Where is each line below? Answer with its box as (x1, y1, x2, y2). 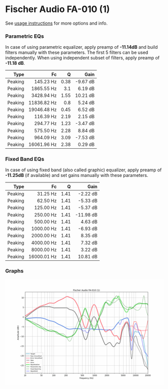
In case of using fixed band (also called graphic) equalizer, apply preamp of (5, 167, 162, 173)
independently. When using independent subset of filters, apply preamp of (5, 55, 160, 61)
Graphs (5, 267, 24, 274)
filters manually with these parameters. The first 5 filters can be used (5, 49, 148, 56)
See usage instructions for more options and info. (5, 20, 108, 26)
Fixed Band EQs (5, 155, 44, 162)
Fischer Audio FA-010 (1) (5, 4, 110, 15)
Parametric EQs (5, 33, 44, 40)
